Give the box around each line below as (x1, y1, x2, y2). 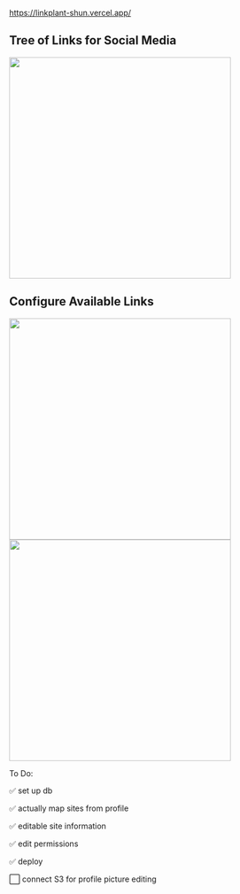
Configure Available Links (9, 294, 154, 309)
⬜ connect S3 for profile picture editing (9, 874, 157, 884)
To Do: (9, 767, 34, 778)
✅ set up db (9, 785, 53, 796)
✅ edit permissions (9, 838, 79, 849)
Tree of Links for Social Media (9, 33, 177, 48)
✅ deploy (9, 856, 43, 867)
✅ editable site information (9, 821, 106, 831)
